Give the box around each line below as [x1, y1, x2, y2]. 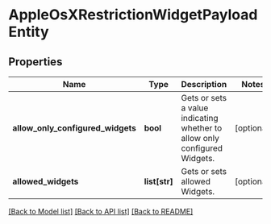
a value [181, 102, 209, 114]
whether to [181, 122, 223, 134]
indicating [181, 113, 219, 123]
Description [181, 79, 227, 89]
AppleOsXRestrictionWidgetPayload [8, 6, 258, 24]
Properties [8, 55, 63, 68]
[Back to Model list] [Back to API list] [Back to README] [8, 207, 194, 216]
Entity [8, 23, 50, 41]
